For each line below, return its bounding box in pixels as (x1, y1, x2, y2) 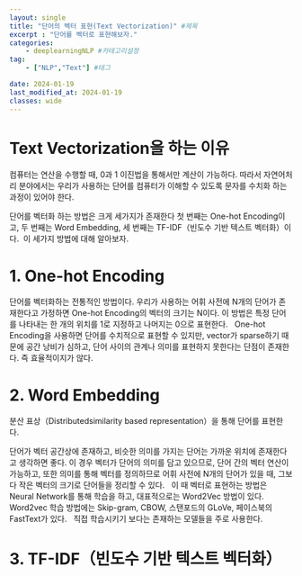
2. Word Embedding (9, 384, 160, 405)
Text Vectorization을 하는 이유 (9, 138, 230, 158)
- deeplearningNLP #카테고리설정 (25, 47, 139, 56)
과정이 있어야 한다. (9, 192, 75, 202)
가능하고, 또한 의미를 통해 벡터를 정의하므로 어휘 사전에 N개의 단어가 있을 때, (9, 469, 277, 480)
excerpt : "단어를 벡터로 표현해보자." (9, 30, 138, 39)
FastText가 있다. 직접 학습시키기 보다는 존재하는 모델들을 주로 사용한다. (9, 514, 263, 525)
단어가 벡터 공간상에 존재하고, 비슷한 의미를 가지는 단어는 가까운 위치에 (9, 446, 256, 457)
